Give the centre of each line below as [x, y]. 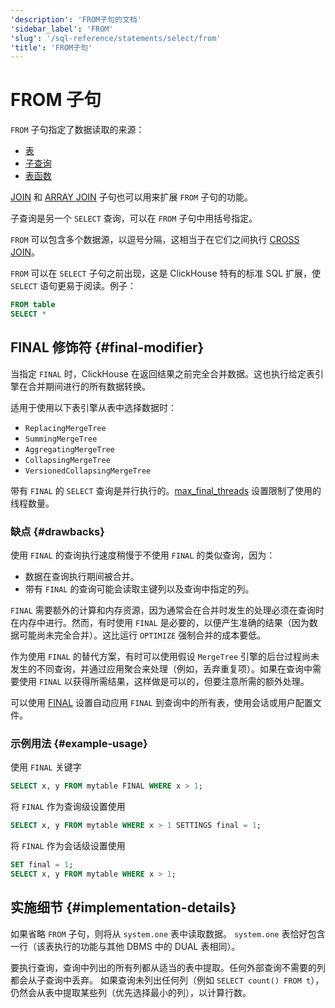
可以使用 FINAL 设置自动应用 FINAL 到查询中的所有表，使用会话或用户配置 [161, 703]
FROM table [33, 305]
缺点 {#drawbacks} [57, 531]
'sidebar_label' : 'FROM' [62, 29]
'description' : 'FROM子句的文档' [76, 19]
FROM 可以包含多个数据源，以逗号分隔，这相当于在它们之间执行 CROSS [155, 240]
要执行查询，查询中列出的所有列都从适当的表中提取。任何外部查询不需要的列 [168, 967]
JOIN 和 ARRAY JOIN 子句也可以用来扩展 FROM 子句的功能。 [132, 197]
